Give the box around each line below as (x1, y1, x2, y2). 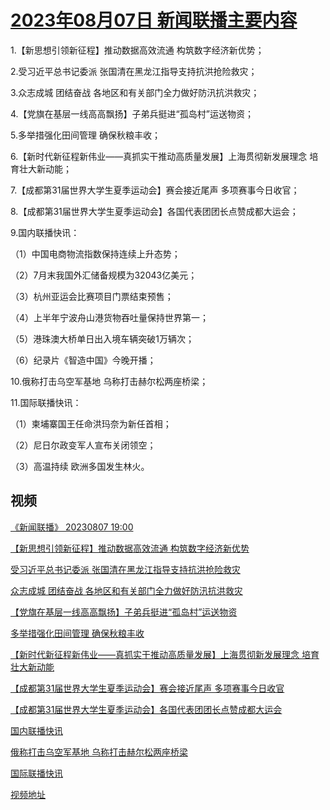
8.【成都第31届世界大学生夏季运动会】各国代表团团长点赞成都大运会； (10, 205, 299, 217)
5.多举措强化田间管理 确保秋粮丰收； (10, 129, 161, 141)
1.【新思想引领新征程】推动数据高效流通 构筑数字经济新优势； (10, 44, 265, 56)
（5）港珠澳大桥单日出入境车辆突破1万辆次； (10, 332, 195, 345)
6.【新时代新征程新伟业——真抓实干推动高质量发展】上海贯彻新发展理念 (10, 150, 308, 162)
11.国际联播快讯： (10, 396, 82, 408)
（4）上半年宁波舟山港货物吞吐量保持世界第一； (10, 311, 210, 323)
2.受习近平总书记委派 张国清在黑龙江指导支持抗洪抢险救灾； (10, 65, 258, 77)
